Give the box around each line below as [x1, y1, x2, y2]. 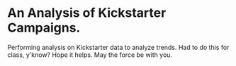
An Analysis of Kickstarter [7, 5, 167, 21]
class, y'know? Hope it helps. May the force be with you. [7, 51, 172, 59]
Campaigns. [7, 20, 81, 36]
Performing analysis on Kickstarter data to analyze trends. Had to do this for [7, 43, 230, 51]
